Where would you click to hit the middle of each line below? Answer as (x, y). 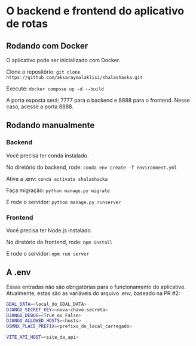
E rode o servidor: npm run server (48, 253)
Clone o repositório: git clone (43, 72)
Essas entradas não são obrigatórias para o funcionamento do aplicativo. (96, 287)
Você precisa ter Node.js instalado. (49, 230)
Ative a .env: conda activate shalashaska (57, 178)
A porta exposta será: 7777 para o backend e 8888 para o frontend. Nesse (98, 100)
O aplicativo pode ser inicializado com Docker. (63, 60)
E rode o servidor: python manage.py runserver (64, 202)
